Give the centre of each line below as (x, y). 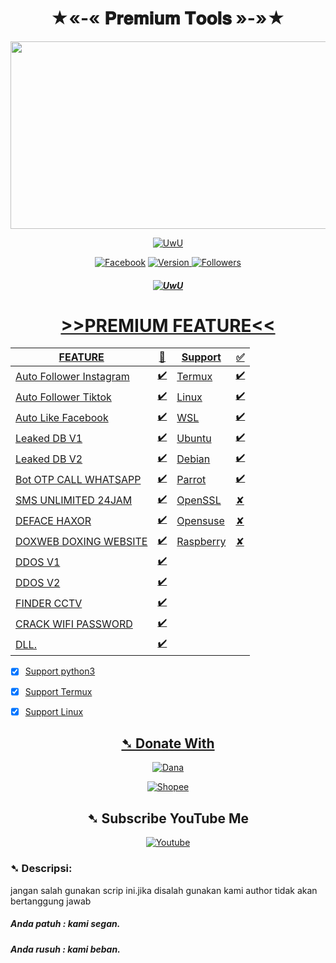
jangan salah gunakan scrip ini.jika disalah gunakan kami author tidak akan (164, 890)
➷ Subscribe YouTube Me (168, 818)
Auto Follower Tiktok (63, 397)
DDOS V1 (38, 562)
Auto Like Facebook (62, 417)
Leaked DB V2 (49, 459)
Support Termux (58, 691)
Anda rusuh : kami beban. (65, 949)
